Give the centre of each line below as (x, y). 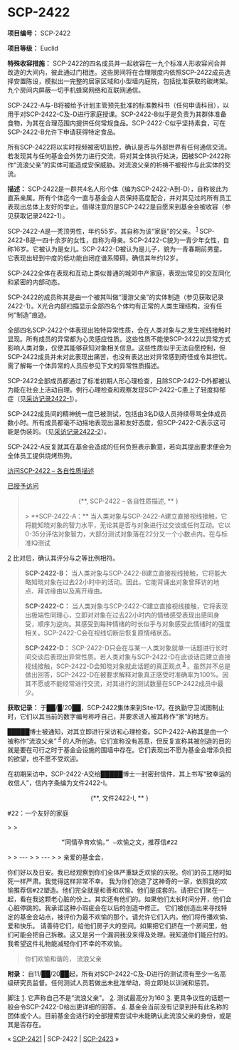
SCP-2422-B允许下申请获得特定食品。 (63, 132)
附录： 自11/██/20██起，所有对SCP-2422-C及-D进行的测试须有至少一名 (114, 974)
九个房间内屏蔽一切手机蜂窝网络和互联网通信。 (76, 90)
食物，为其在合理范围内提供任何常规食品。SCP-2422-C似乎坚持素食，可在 (117, 123)
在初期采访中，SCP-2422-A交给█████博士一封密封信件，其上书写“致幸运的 (119, 774)
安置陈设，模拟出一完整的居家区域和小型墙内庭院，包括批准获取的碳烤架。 (122, 81)
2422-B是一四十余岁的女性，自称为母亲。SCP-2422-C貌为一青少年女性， (115, 240)
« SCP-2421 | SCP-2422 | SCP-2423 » (63, 1039)
